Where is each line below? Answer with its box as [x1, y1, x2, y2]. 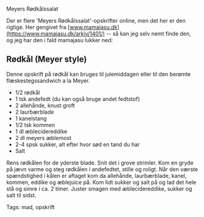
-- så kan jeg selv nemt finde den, [106, 30, 191, 37]
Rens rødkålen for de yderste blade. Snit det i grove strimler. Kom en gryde [6, 159, 194, 166]
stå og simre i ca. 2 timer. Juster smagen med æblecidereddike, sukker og [6, 185, 192, 192]
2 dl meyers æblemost [15, 134, 72, 141]
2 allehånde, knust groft [15, 101, 75, 109]
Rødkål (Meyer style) [6, 54, 87, 65]
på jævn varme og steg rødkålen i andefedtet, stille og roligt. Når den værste [6, 165, 199, 173]
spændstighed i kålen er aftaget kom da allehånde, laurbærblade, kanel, [6, 172, 187, 179]
